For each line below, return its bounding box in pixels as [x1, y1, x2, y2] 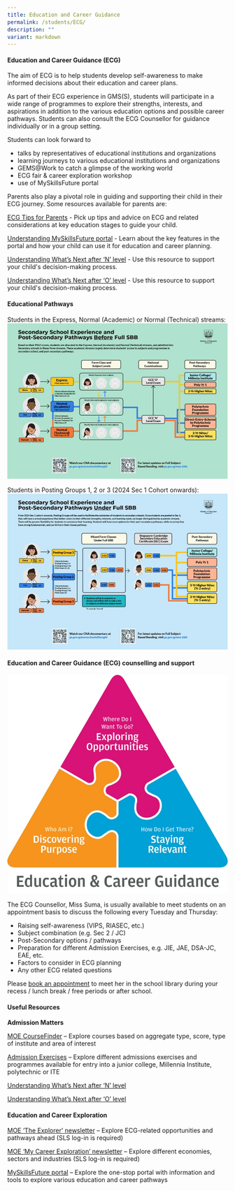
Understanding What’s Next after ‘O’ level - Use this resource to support [7, 276, 215, 284]
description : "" [7, 26, 55, 33]
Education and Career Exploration [7, 1111, 108, 1119]
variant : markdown [7, 34, 61, 41]
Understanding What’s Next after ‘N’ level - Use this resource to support [7, 255, 215, 264]
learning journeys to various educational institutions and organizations [17, 157, 220, 165]
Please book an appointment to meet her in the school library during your [7, 979, 218, 988]
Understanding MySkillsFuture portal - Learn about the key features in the [7, 234, 220, 243]
